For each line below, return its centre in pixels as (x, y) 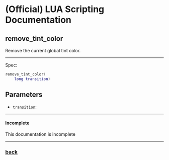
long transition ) (32, 79)
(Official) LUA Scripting (55, 9)
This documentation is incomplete (40, 134)
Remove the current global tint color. (43, 51)
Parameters (24, 95)
